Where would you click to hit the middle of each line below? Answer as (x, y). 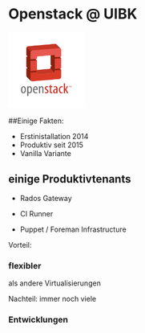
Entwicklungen (38, 320)
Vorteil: (20, 245)
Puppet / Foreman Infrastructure (73, 229)
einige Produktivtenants (70, 179)
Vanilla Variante (46, 154)
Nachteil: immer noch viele (52, 299)
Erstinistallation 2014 (54, 137)
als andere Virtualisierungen (55, 283)
